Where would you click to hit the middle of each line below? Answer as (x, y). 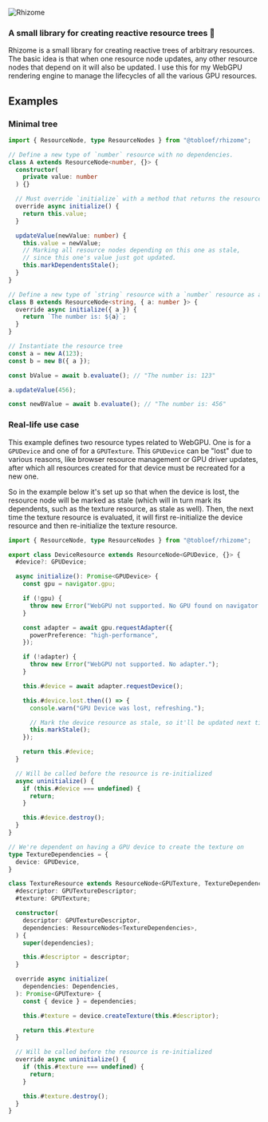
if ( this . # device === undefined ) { (82, 788)
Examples (33, 101)
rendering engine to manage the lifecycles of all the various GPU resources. (133, 76)
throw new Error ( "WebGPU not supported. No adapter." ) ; (124, 664)
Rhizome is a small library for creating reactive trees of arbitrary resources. (132, 50)
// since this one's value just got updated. (100, 258)
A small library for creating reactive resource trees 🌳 (112, 33)
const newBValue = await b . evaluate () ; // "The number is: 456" (117, 404)
